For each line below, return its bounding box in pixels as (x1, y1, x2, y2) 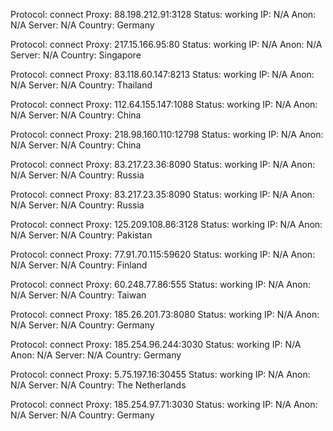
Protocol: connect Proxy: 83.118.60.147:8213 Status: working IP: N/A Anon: (10, 69, 315, 80)
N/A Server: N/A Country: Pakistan (10, 229, 153, 241)
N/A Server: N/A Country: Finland (10, 259, 148, 271)
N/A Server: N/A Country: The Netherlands (10, 379, 187, 391)
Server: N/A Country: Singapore (10, 49, 142, 61)
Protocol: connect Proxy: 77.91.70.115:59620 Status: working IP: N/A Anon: (10, 249, 316, 260)
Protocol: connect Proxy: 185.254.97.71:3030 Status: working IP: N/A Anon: (10, 399, 318, 410)
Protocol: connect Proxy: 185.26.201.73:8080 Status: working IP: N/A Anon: (10, 309, 320, 320)
